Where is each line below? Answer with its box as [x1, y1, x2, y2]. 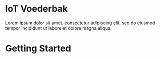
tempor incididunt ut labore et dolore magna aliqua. [5, 25, 112, 31]
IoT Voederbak [5, 3, 68, 15]
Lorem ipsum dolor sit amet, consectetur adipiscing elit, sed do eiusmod [5, 20, 155, 26]
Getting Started [5, 43, 72, 54]
